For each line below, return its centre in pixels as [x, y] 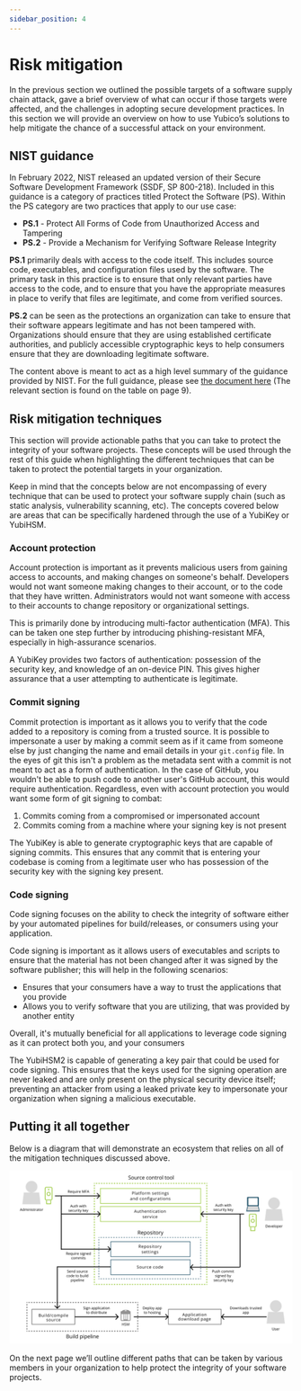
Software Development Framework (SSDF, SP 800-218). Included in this [142, 187]
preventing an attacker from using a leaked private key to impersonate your [149, 1089]
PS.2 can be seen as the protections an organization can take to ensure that [150, 316]
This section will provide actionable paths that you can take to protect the [145, 441]
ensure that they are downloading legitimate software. [109, 354]
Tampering [42, 233]
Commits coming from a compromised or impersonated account [141, 816]
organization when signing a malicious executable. [103, 1099]
